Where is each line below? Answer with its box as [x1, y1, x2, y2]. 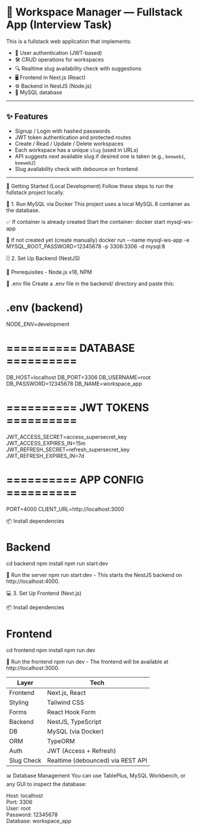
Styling [9, 698, 29, 707]
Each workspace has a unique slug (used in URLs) [14, 146, 139, 154]
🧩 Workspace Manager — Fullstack [6, 5, 183, 19]
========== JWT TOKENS [6, 401, 149, 414]
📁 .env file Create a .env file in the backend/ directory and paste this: [6, 280, 174, 287]
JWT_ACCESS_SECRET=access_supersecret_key [6, 433, 127, 440]
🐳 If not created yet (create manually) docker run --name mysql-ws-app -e [6, 236, 190, 244]
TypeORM [47, 737, 76, 745]
